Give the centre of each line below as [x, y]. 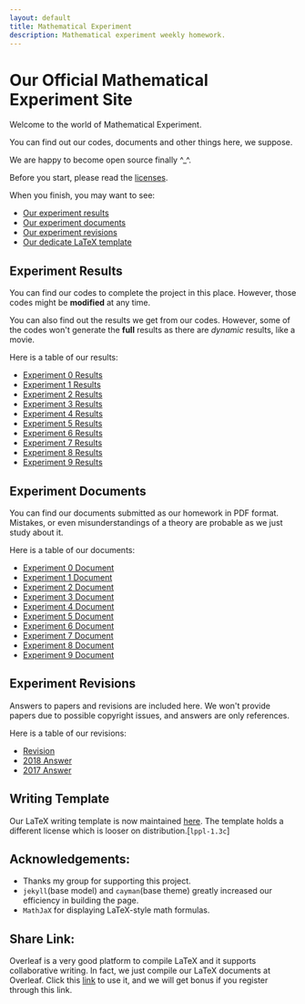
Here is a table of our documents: [72, 549]
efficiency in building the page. [81, 901]
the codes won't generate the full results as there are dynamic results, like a [152, 330]
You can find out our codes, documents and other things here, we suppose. [151, 142]
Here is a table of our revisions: [68, 733]
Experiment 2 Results [62, 394]
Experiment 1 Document [67, 577]
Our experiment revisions [70, 233]
